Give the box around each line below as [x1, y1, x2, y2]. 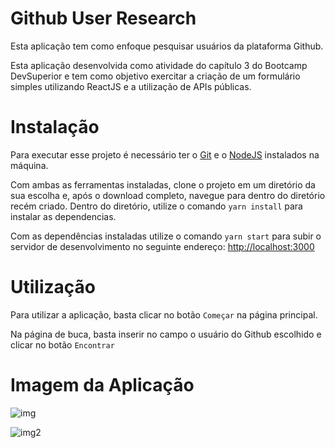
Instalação [10, 116, 100, 139]
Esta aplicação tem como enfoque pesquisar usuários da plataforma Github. [10, 40, 324, 52]
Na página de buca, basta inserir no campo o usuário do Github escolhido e [10, 328, 322, 340]
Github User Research [10, 7, 197, 30]
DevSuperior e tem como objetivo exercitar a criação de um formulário [10, 70, 301, 82]
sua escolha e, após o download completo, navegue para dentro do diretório [10, 189, 326, 201]
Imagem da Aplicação [10, 374, 195, 396]
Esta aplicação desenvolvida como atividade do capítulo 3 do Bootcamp [10, 59, 308, 71]
